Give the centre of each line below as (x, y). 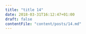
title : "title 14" (24, 10)
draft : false (19, 19)
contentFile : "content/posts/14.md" (43, 24)
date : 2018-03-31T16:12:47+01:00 (40, 14)
